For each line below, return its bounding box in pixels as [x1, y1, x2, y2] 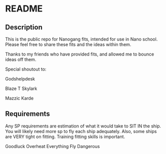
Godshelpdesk [5, 76, 35, 81]
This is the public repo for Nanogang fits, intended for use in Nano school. [5, 36, 158, 42]
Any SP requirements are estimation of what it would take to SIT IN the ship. [5, 123, 161, 129]
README [5, 3, 43, 14]
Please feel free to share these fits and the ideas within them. [5, 41, 131, 47]
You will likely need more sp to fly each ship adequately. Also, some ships [5, 128, 157, 134]
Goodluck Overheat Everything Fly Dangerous [5, 143, 100, 149]
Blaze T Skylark [5, 85, 37, 91]
